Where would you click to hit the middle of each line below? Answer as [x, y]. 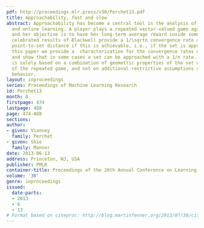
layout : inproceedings [35, 80]
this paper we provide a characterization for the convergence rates [103, 52]
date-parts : [27, 193]
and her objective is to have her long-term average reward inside [99, 35]
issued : [16, 187]
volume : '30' [23, 176]
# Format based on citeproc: [43, 216]
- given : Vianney [28, 131]
